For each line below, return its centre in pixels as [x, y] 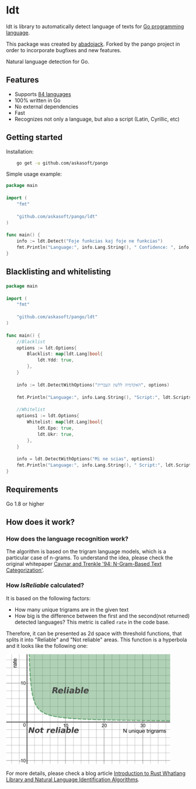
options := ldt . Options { [47, 348]
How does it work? [41, 522]
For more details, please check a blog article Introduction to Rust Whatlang [96, 773]
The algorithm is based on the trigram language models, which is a [86, 552]
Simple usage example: [34, 174]
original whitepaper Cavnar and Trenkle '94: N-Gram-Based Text [84, 564]
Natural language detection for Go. [48, 62]
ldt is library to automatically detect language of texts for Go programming [95, 26]
